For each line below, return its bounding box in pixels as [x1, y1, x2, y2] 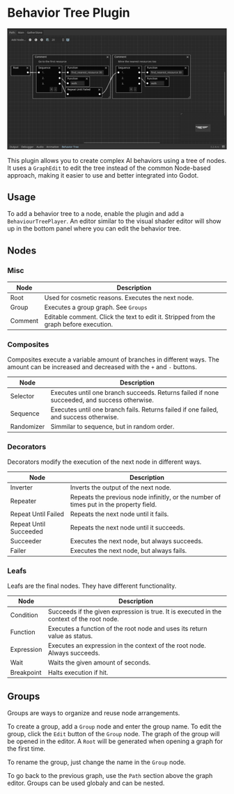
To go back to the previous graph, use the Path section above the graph [7, 771, 213, 779]
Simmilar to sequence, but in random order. [50, 423, 175, 431]
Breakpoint [10, 668, 42, 676]
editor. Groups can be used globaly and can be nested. [7, 779, 165, 787]
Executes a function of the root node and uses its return [47, 624, 208, 632]
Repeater [10, 497, 37, 505]
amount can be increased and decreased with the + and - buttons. [7, 363, 197, 371]
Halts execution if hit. [47, 668, 109, 676]
